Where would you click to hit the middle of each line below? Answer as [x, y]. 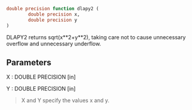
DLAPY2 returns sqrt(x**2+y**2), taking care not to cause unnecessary [96, 37]
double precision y [53, 20]
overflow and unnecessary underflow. [54, 44]
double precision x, [54, 14]
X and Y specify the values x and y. [65, 100]
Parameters [29, 63]
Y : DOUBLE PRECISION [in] [41, 89]
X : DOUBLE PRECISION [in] [41, 77]
